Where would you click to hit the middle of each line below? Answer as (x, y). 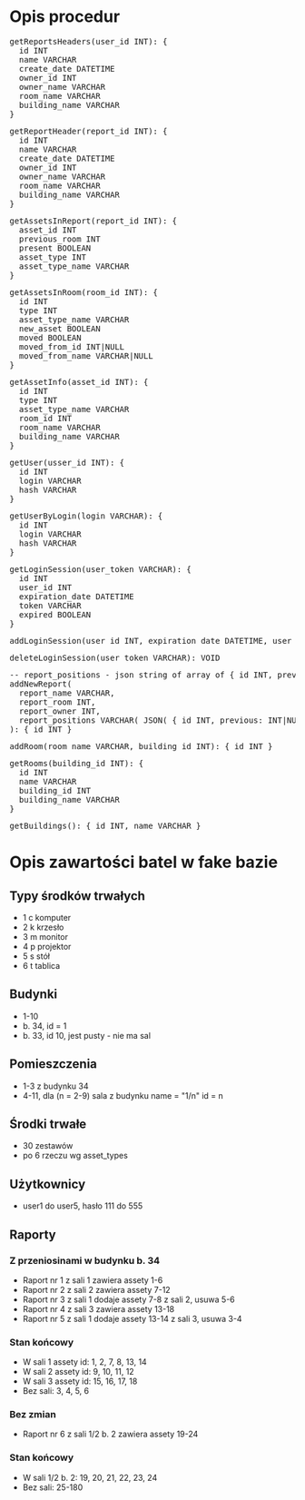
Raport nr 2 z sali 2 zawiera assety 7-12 (96, 1289)
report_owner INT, (60, 711)
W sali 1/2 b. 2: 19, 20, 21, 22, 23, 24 (90, 1477)
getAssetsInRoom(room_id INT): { (84, 292)
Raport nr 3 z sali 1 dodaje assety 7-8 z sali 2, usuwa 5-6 (128, 1299)
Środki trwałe (48, 1124)
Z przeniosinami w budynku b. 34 (85, 1260)
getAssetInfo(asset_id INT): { (79, 382)
